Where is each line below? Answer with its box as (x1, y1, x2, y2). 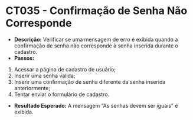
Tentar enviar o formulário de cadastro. (14, 91, 110, 98)
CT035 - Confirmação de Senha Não (5, 4, 188, 18)
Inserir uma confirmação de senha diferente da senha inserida (14, 78, 166, 85)
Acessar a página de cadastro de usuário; (14, 66, 116, 73)
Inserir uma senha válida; (14, 72, 76, 79)
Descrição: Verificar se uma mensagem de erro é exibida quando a (14, 36, 178, 43)
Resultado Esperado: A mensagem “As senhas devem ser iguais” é (14, 102, 178, 109)
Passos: (14, 54, 35, 61)
